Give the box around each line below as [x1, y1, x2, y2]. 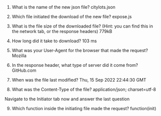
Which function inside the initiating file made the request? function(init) [11, 106, 157, 111]
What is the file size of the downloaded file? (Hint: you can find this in [11, 23, 154, 29]
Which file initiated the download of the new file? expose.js [11, 14, 132, 19]
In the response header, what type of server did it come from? [11, 62, 138, 68]
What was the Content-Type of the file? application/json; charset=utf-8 [11, 87, 157, 92]
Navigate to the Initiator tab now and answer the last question [4, 96, 130, 102]
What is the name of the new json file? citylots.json [11, 4, 116, 10]
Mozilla [11, 53, 27, 58]
